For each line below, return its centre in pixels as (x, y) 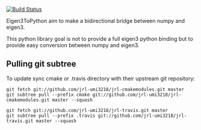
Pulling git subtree (41, 64)
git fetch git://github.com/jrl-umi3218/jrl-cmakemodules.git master (95, 89)
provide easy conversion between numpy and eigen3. (73, 45)
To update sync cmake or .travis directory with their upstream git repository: (101, 78)
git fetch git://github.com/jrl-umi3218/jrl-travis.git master (87, 110)
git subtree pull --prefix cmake (48, 95)
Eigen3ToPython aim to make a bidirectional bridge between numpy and (96, 21)
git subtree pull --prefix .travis (51, 116)
